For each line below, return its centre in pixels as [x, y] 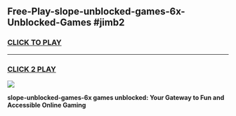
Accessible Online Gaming [47, 105]
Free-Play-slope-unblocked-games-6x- [96, 12]
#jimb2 [109, 23]
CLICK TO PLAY [34, 43]
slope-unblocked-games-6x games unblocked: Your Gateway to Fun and [116, 97]
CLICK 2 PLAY [32, 69]
